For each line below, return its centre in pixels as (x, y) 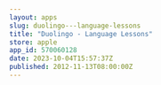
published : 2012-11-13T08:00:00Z (71, 67)
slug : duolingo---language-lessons (75, 26)
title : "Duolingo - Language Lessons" (81, 34)
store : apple (33, 42)
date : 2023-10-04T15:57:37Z (61, 58)
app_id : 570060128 (43, 50)
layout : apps (33, 17)
